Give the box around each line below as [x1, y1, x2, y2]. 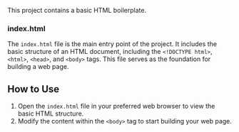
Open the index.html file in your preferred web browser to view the [17, 102, 215, 111]
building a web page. [7, 62, 69, 71]
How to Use [7, 83, 60, 95]
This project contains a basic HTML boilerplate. [7, 6, 147, 14]
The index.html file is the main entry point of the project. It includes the [7, 40, 218, 48]
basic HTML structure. [17, 109, 84, 118]
